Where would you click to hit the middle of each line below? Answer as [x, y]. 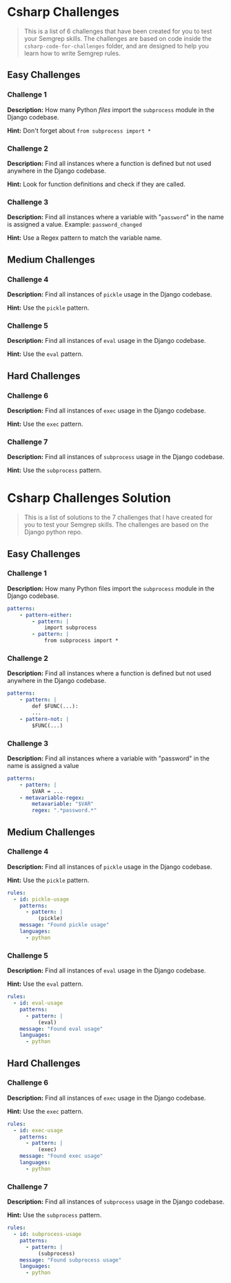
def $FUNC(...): [55, 706]
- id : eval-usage [38, 1003]
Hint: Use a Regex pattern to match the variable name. [84, 238]
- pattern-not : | [44, 719]
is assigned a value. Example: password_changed [75, 225]
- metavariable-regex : [52, 798]
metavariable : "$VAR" [63, 804]
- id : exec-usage [38, 1130]
